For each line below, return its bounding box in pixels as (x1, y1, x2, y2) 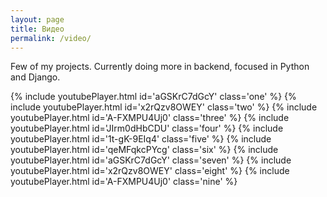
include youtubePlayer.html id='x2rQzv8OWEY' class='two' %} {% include (10, 101, 318, 113)
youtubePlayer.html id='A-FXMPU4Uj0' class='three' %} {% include (10, 112, 290, 124)
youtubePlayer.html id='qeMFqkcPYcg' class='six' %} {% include (10, 144, 279, 156)
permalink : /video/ (10, 33, 92, 43)
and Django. (10, 71, 61, 83)
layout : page (10, 14, 65, 25)
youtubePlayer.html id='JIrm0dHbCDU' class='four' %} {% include (10, 122, 284, 135)
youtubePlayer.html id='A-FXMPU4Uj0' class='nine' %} (10, 176, 238, 188)
